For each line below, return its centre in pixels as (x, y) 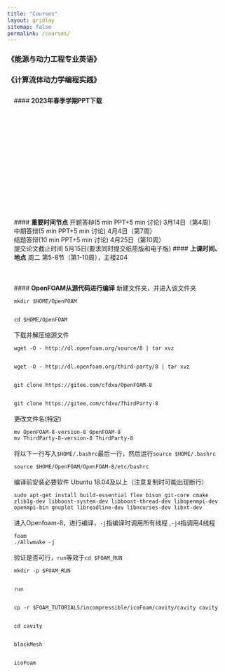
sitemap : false (29, 27)
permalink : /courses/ (39, 33)
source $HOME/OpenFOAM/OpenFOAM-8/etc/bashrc (81, 467)
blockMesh (28, 645)
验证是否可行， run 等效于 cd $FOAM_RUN (68, 558)
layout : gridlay (31, 20)
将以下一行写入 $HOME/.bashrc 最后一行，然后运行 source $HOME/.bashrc (115, 454)
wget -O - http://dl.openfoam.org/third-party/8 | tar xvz (102, 367)
